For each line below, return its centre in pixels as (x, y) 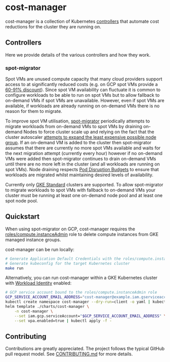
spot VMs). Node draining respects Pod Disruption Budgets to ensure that (82, 170)
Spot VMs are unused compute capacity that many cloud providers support (84, 79)
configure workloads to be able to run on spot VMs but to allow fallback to (82, 95)
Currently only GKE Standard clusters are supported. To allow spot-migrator (84, 185)
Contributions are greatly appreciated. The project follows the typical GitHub (85, 349)
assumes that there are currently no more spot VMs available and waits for (83, 148)
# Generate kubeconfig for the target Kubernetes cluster (68, 263)
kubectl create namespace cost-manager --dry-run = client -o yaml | (78, 302)
